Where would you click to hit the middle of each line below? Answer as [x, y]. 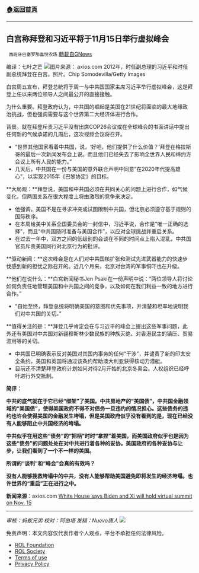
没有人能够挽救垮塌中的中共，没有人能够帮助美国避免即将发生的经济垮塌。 [97, 476]
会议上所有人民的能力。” [43, 162]
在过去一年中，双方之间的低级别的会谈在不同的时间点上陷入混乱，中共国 [103, 239]
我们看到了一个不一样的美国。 [58, 451]
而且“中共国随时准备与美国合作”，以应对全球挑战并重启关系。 [102, 231]
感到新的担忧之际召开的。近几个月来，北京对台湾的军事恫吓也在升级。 [97, 266]
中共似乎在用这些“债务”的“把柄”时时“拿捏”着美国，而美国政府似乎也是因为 [98, 436]
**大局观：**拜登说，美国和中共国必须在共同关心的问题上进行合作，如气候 [97, 189]
